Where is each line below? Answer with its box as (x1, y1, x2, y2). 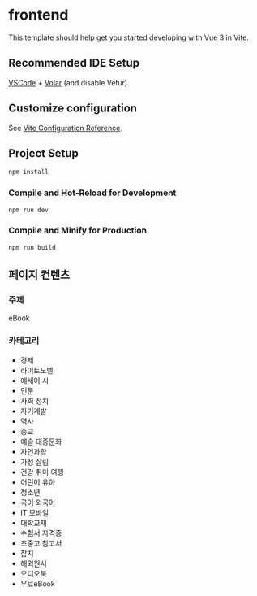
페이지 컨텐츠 (8, 268, 71, 281)
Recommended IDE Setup (8, 56, 140, 70)
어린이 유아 (19, 477, 56, 487)
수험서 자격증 (19, 528, 62, 537)
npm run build (8, 243, 57, 251)
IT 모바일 (19, 507, 49, 517)
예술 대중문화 (19, 437, 62, 446)
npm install (8, 168, 49, 176)
